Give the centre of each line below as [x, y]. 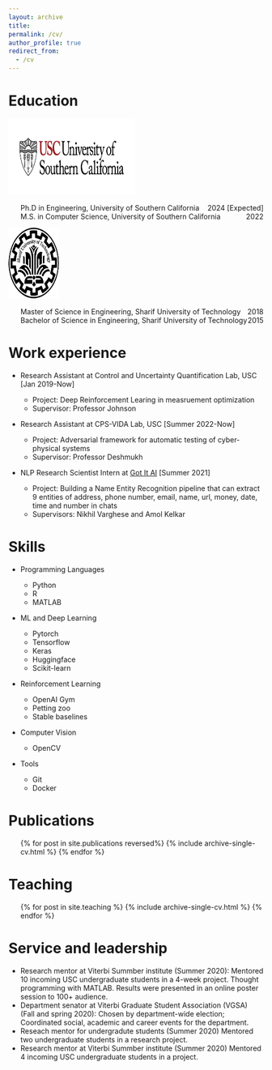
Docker [44, 788]
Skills [27, 547]
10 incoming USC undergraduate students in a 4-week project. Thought [139, 979]
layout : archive [36, 17]
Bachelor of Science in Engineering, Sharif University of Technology [134, 320]
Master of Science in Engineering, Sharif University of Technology [130, 311]
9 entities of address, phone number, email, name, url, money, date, [144, 497]
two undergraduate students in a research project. [104, 1039]
